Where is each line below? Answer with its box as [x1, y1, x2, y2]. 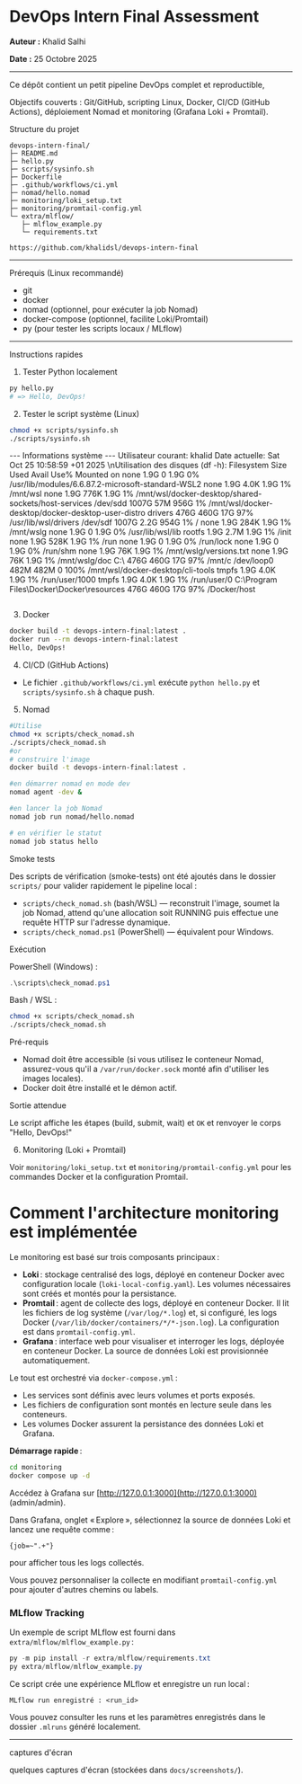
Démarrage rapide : [9, 1445, 83, 1457]
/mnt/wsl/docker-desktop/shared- [136, 488, 262, 500]
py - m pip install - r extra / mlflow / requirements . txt [9, 1654, 211, 1664]
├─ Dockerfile [9, 173, 63, 182]
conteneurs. [22, 1409, 67, 1420]
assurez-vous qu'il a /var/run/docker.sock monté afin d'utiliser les [22, 1063, 270, 1075]
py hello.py [9, 384, 54, 393]
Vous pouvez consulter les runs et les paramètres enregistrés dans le [9, 1711, 266, 1722]
